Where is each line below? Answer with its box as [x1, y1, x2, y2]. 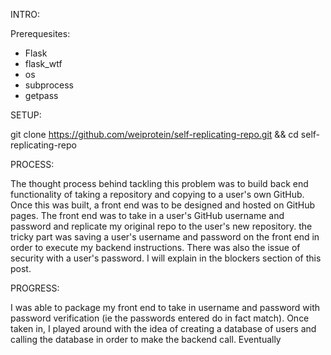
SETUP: [10, 109, 42, 121]
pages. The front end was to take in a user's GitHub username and [10, 210, 285, 221]
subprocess [24, 79, 74, 91]
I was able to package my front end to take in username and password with [10, 302, 321, 313]
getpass [24, 90, 59, 101]
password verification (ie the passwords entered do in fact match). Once [10, 312, 310, 324]
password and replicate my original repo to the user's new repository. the [10, 220, 313, 232]
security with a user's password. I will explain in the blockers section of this [10, 252, 322, 264]
